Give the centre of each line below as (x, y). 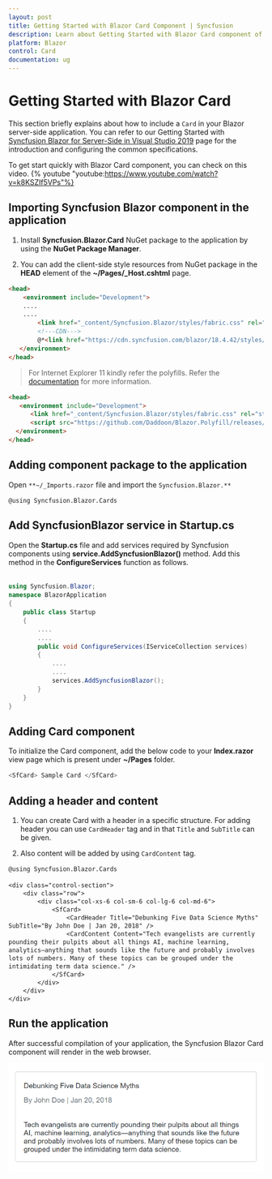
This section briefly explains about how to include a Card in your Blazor (126, 123)
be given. (36, 838)
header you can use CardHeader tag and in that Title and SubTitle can (137, 829)
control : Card (32, 51)
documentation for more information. (90, 381)
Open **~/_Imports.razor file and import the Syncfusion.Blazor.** (120, 484)
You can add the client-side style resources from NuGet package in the (138, 264)
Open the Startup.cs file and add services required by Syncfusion (119, 545)
